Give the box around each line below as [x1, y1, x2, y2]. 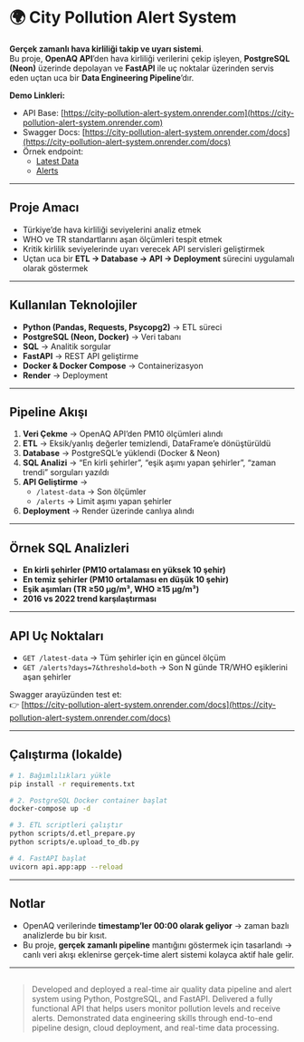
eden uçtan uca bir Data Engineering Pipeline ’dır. [9, 72, 195, 83]
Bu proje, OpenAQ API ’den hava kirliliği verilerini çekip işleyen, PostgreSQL [9, 53, 290, 63]
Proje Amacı [9, 200, 80, 216]
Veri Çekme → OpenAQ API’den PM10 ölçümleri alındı [22, 428, 223, 440]
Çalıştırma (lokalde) [9, 747, 123, 763]
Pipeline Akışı [9, 404, 88, 420]
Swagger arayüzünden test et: [9, 689, 122, 699]
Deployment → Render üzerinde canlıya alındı [22, 505, 195, 517]
